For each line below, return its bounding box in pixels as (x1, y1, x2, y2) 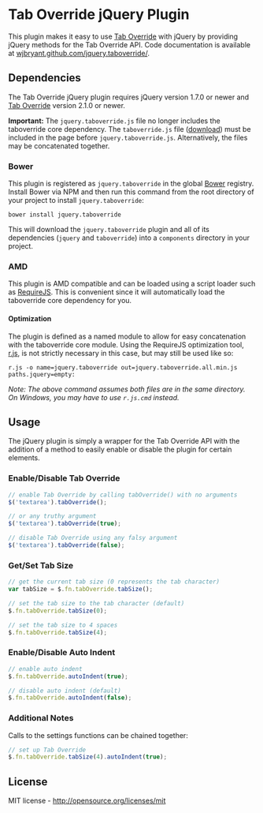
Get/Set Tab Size (8, 560, 74, 571)
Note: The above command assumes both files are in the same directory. (8, 384, 246, 394)
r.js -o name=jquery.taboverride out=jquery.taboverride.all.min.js (8, 363, 238, 372)
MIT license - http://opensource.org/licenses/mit (8, 796, 166, 806)
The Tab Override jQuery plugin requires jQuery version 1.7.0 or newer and (8, 92, 250, 102)
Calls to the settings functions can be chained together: (8, 730, 189, 740)
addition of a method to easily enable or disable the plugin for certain (8, 444, 232, 455)
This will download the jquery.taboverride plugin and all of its (8, 225, 210, 234)
